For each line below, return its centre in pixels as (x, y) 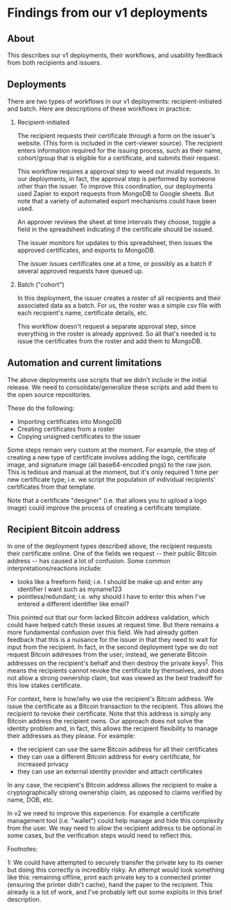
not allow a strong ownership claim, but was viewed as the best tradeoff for (115, 678)
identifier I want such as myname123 (69, 589)
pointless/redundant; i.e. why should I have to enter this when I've (111, 597)
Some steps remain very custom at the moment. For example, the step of (111, 450)
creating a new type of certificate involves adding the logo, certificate (107, 457)
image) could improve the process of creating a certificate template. (104, 508)
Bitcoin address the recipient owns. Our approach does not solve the (105, 721)
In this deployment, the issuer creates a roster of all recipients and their (119, 298)
